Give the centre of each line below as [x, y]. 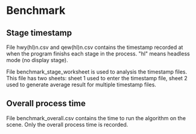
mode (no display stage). [37, 60]
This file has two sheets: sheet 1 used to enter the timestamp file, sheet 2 [97, 78]
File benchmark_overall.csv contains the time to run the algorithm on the [96, 118]
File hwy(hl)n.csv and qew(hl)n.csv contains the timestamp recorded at [95, 47]
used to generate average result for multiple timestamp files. [81, 85]
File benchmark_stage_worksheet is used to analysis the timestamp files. [97, 72]
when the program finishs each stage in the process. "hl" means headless [98, 54]
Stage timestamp [39, 33]
